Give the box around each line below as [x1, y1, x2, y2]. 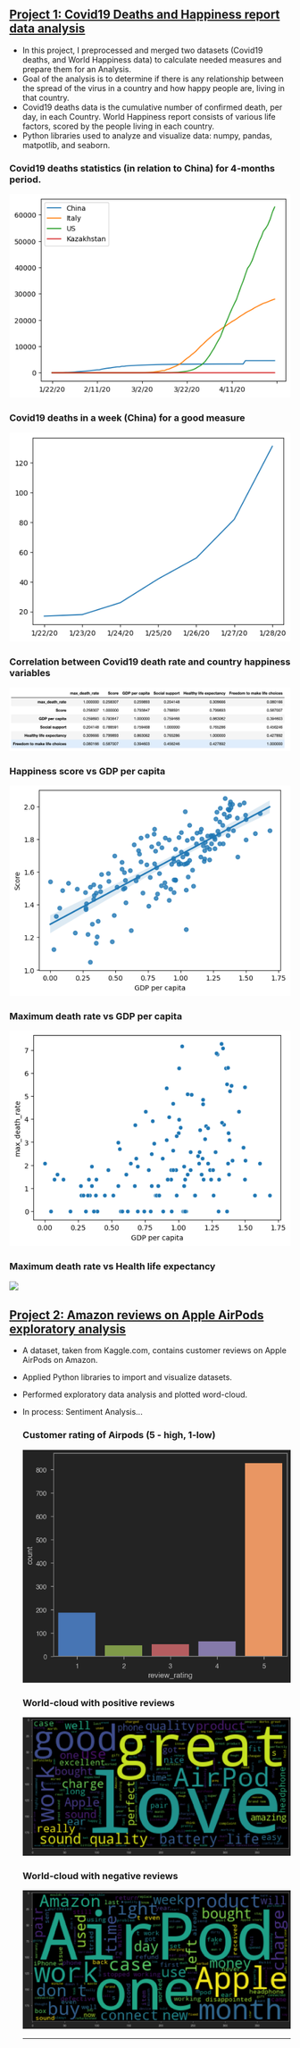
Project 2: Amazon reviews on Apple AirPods [9, 1308, 264, 1323]
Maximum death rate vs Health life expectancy [9, 1260, 216, 1273]
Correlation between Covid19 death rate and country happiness [9, 656, 291, 668]
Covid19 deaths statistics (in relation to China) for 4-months [9, 162, 275, 174]
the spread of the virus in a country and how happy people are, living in [21, 82, 286, 93]
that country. [21, 92, 70, 103]
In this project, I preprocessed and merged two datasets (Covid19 [21, 45, 263, 55]
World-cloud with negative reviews [21, 1869, 179, 1882]
